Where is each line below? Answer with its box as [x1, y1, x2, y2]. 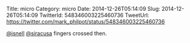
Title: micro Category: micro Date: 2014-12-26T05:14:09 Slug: [6, 5, 161, 12]
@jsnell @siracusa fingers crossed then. [6, 30, 107, 37]
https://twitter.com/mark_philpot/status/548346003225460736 [6, 18, 165, 25]
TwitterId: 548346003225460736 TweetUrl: [39, 12, 150, 19]
